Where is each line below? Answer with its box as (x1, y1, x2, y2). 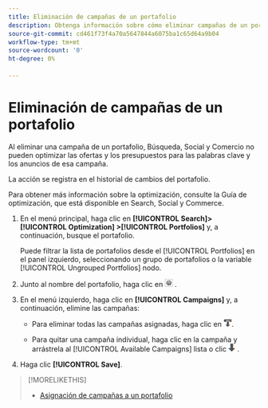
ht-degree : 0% (8, 55, 56, 63)
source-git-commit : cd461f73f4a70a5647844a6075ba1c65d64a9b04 (8, 29, 219, 37)
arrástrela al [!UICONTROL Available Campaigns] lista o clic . (31, 343, 240, 354)
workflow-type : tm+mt (8, 38, 81, 46)
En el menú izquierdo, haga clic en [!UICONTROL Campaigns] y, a (19, 295, 238, 304)
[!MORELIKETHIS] (27, 375, 87, 384)
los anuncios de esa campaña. (8, 159, 108, 168)
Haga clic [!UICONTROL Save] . (19, 359, 123, 369)
